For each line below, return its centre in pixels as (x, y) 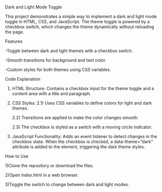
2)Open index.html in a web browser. (42, 175)
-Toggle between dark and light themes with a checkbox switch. (69, 51)
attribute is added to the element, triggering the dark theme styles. (79, 147)
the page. (15, 32)
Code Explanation (23, 79)
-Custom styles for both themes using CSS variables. (58, 70)
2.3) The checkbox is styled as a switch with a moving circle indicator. (82, 127)
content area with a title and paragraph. (51, 94)
